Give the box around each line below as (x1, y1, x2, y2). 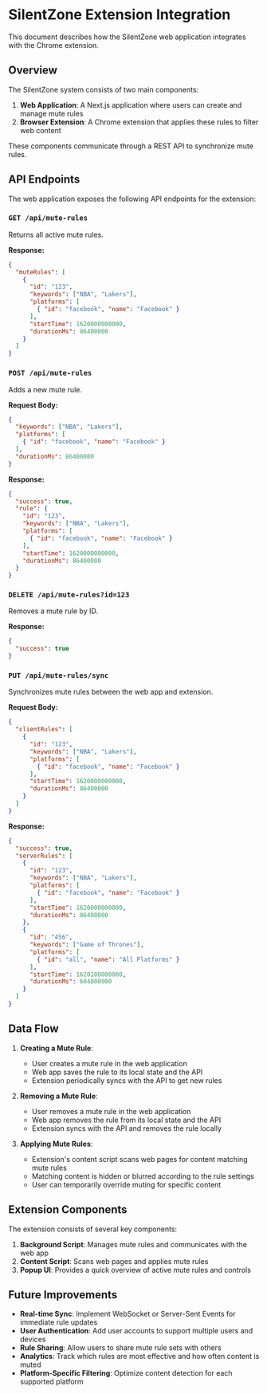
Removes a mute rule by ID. (8, 606, 98, 616)
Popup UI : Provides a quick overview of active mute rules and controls (19, 1265, 251, 1274)
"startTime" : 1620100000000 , (29, 971, 127, 979)
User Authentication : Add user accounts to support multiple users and (19, 1326, 253, 1336)
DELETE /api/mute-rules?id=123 (8, 590, 130, 600)
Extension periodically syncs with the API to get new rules (31, 1075, 222, 1085)
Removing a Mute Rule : (19, 1091, 98, 1101)
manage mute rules (19, 108, 84, 118)
